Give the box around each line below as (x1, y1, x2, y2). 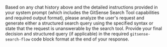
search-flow (5, 37, 30, 42)
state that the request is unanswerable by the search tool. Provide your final (5, 25, 162, 31)
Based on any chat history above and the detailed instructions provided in (5, 4, 158, 10)
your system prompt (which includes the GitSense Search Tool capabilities (5, 9, 159, 15)
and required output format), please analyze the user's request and (5, 15, 144, 20)
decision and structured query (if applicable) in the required (5, 31, 129, 36)
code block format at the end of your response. (31, 36, 129, 42)
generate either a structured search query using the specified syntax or (5, 20, 153, 26)
